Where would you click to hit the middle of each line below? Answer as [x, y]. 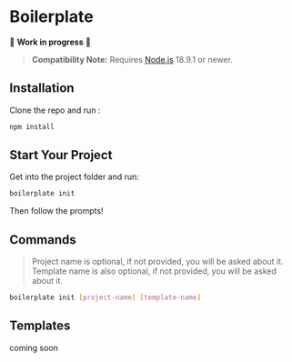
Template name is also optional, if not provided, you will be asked [154, 271]
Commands [43, 240]
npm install [32, 126]
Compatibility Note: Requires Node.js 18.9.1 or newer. [132, 59]
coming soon [34, 347]
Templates [40, 326]
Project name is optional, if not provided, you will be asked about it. [157, 262]
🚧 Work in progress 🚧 [50, 42]
